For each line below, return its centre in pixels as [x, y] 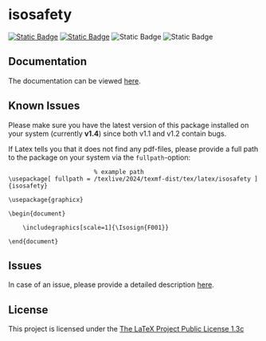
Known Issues [44, 106]
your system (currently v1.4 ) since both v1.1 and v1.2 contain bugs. [117, 134]
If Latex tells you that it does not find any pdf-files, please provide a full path [133, 149]
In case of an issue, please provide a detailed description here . [111, 285]
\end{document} [33, 241]
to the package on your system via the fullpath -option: [100, 157]
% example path [119, 172]
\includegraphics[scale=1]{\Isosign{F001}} [96, 227]
